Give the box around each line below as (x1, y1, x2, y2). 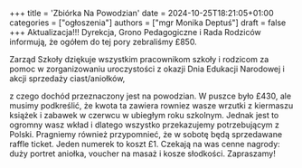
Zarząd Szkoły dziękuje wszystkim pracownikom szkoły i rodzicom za (9, 54, 269, 64)
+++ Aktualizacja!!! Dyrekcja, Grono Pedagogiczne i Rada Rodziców (9, 27, 261, 37)
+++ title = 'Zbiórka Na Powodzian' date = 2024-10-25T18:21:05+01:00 (9, 8, 274, 18)
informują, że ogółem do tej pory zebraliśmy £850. (9, 36, 197, 47)
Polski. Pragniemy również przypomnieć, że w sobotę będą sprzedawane (9, 129, 283, 139)
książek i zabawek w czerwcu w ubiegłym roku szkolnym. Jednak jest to (9, 110, 279, 120)
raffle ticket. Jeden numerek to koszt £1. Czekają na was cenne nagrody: (9, 139, 280, 149)
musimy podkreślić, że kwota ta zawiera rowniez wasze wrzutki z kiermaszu (9, 100, 294, 111)
